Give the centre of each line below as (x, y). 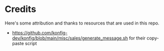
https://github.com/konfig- (40, 32)
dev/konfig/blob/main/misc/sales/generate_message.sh (70, 38)
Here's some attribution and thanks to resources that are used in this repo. (82, 23)
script (31, 43)
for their (137, 38)
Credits (20, 9)
